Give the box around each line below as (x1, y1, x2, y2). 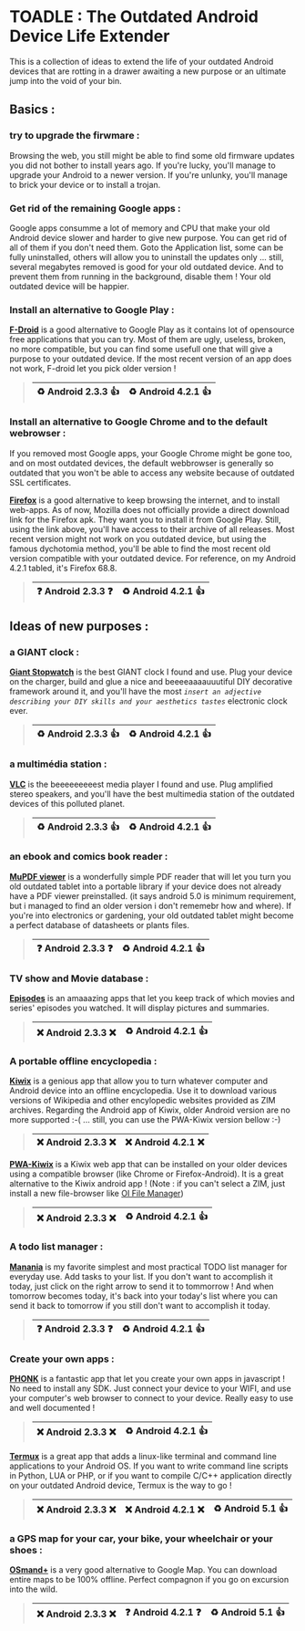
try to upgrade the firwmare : (9, 130, 140, 142)
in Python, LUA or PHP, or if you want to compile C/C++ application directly (9, 1469, 292, 1480)
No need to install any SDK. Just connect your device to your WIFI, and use (9, 1383, 291, 1394)
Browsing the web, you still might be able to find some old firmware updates (9, 150, 295, 161)
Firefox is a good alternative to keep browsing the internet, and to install (9, 495, 280, 506)
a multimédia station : (9, 758, 107, 770)
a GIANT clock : (9, 645, 80, 658)
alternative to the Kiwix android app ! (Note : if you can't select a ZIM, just (9, 1178, 285, 1189)
